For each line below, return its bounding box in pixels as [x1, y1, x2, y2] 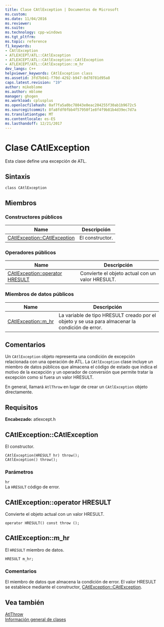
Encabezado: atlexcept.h [5, 416, 56, 422]
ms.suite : [5, 25, 25, 30]
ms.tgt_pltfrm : [5, 35, 36, 40]
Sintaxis [5, 172, 31, 181]
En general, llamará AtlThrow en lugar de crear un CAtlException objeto [5, 384, 148, 390]
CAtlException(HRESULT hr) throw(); [5, 453, 80, 458]
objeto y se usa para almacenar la [58, 318, 136, 325]
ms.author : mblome [5, 89, 42, 94]
